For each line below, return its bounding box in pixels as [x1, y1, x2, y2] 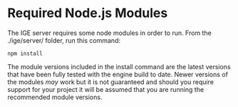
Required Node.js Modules [7, 5, 168, 21]
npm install [7, 50, 43, 57]
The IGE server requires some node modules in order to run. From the [7, 29, 212, 37]
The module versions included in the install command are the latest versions [7, 62, 231, 71]
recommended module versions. [7, 93, 103, 101]
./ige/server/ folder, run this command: [7, 36, 121, 44]
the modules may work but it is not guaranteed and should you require [7, 77, 214, 86]
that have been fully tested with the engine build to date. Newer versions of [7, 70, 228, 78]
